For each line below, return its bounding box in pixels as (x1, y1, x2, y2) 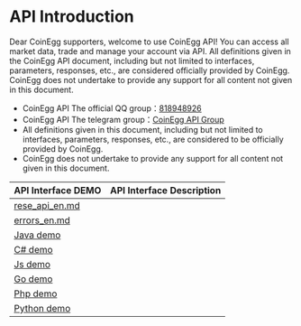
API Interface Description (109, 183, 222, 196)
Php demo (14, 287, 58, 300)
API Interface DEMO (14, 183, 102, 196)
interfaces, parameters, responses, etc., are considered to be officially (22, 134, 284, 144)
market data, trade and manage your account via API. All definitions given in (9, 45, 291, 56)
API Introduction (9, 6, 134, 27)
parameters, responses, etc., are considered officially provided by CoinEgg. (9, 65, 290, 76)
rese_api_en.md (14, 199, 80, 211)
